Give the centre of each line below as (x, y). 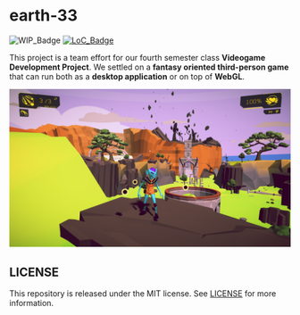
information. (32, 303)
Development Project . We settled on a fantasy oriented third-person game (149, 67)
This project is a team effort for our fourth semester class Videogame (137, 57)
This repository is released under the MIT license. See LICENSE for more (143, 294)
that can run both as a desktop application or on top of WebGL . (127, 76)
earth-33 (44, 16)
